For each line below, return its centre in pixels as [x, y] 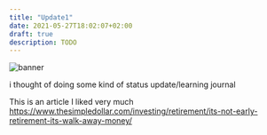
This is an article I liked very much [72, 102]
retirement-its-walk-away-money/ [71, 121]
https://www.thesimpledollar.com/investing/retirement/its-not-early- [133, 111]
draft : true [31, 34]
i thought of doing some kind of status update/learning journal [123, 84]
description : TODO [43, 42]
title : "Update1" [41, 17]
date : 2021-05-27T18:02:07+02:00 [71, 26]
